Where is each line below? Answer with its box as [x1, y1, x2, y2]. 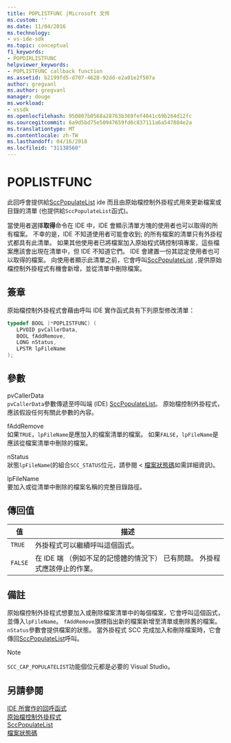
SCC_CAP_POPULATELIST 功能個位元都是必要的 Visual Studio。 [7, 662, 174, 671]
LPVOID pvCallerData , [16, 326, 78, 333]
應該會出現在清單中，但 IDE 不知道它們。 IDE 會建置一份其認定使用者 [12, 247, 208, 255]
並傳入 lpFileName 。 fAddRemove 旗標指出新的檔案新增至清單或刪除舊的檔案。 [7, 618, 221, 626]
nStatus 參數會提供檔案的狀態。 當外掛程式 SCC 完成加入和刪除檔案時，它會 [7, 626, 221, 634]
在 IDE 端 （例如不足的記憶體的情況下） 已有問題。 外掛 [34, 553, 214, 562]
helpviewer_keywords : [7, 61, 69, 68]
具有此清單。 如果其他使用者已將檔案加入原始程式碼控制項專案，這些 [19, 238, 214, 247]
